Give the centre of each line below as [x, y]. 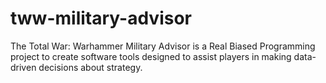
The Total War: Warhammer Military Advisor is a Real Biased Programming [163, 46]
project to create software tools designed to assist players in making [151, 56]
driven [23, 67]
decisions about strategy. [90, 67]
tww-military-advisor [101, 18]
